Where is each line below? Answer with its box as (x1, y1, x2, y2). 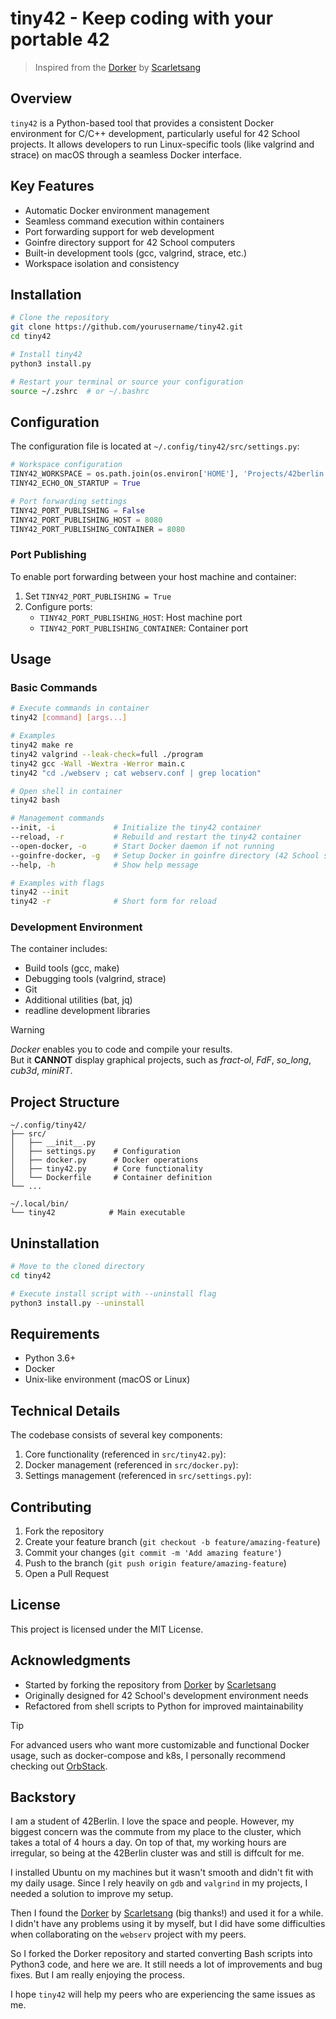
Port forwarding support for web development (24, 225, 215, 237)
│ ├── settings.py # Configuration (10, 1147, 182, 1157)
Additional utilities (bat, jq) (24, 994, 133, 1006)
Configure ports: (24, 600, 93, 612)
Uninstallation (10, 1235, 100, 1252)
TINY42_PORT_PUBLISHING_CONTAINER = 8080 (10, 524, 186, 534)
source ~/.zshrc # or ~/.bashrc (10, 386, 150, 396)
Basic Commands (10, 681, 98, 695)
